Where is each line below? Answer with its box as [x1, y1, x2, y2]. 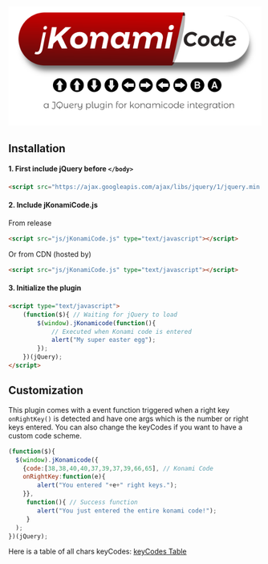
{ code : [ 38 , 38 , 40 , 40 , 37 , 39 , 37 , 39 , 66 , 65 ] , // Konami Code [22, 464, 214, 472]
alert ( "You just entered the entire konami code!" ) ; [37, 506, 217, 515]
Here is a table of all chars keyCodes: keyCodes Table [8, 546, 187, 557]
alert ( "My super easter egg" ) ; [51, 336, 156, 344]
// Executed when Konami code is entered [51, 327, 193, 336]
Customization [8, 384, 84, 397]
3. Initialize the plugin [8, 283, 82, 293]
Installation [8, 142, 66, 155]
